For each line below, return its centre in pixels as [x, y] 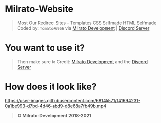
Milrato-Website [39, 9]
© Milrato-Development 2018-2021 [54, 115]
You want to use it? [45, 48]
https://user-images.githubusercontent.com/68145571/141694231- [73, 100]
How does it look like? [51, 87]
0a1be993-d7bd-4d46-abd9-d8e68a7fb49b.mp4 [56, 106]
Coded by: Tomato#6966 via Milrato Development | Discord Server [83, 28]
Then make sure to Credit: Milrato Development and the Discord [82, 61]
